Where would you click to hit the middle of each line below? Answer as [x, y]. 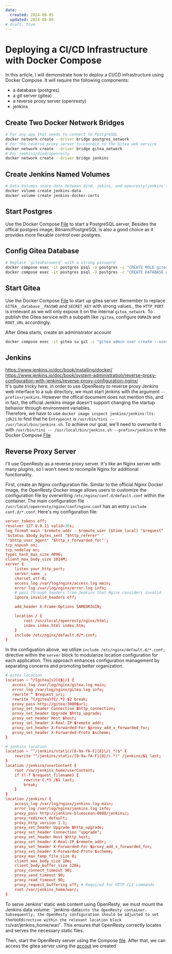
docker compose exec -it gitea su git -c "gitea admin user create [79, 341]
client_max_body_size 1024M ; [36, 559]
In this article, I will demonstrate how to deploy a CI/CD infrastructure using [84, 75]
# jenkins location [26, 746]
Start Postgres [29, 211]
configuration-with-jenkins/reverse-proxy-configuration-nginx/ [72, 381]
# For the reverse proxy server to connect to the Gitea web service [81, 144]
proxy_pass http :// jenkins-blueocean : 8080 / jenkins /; [72, 813]
